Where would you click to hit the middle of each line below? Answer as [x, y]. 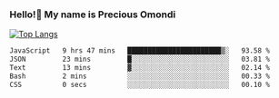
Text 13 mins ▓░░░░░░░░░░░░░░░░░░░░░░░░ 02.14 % [140, 68]
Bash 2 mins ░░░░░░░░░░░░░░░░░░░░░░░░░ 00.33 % [140, 76]
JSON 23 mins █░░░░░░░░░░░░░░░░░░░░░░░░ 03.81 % [140, 59]
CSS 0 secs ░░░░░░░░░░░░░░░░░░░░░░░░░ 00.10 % [140, 84]
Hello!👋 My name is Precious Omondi [93, 15]
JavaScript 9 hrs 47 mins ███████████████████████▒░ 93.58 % [140, 51]
